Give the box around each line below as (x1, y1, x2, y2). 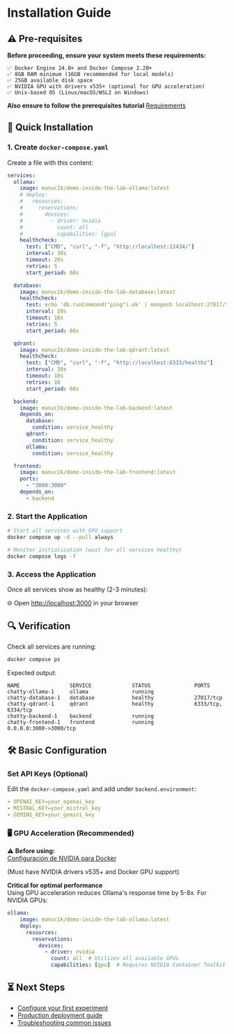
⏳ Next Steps (7, 982, 65, 994)
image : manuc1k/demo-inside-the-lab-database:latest (19, 288, 176, 295)
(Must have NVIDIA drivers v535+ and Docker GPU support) (7, 868, 180, 876)
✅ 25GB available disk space (7, 77, 93, 84)
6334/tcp (7, 707, 33, 714)
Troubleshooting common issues (17, 1018, 111, 1027)
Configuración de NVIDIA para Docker (7, 854, 117, 863)
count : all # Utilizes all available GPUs (51, 955, 179, 962)
